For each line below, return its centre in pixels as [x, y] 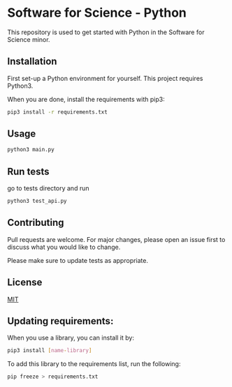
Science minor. [29, 39]
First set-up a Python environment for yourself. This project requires [105, 78]
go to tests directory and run [48, 188]
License [25, 283]
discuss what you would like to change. [64, 247]
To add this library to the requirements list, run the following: [94, 364]
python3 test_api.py [37, 201]
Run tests [28, 171]
